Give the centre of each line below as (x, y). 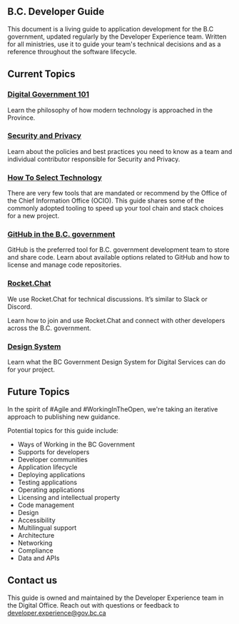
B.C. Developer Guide (56, 12)
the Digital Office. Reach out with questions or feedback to (93, 605)
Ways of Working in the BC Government (76, 444)
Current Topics (41, 74)
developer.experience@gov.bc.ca (57, 613)
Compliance (35, 550)
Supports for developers (54, 451)
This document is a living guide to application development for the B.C (111, 29)
